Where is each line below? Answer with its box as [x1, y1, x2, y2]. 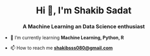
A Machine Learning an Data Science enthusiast [22, 23, 145, 30]
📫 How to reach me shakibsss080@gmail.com [10, 45, 113, 51]
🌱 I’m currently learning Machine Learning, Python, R [10, 34, 124, 41]
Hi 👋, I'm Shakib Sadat [35, 5, 132, 16]
